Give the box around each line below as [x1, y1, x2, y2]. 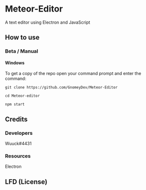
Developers [5, 130, 33, 136]
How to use [5, 33, 40, 42]
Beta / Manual [5, 48, 39, 55]
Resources [5, 153, 31, 160]
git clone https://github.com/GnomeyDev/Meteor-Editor [5, 85, 118, 90]
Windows [5, 59, 25, 66]
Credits [5, 115, 28, 123]
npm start [5, 102, 25, 107]
